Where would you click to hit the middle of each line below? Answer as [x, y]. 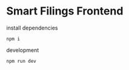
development [23, 50]
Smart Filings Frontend [65, 11]
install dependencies [32, 28]
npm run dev [21, 61]
